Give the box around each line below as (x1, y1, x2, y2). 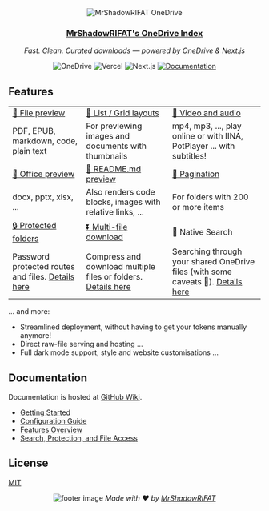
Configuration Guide (19, 416, 87, 425)
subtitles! (171, 151, 207, 162)
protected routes (12, 261, 75, 272)
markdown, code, (12, 135, 78, 147)
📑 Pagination (171, 168, 220, 179)
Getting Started (19, 408, 70, 417)
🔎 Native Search (171, 226, 233, 237)
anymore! (19, 331, 52, 340)
